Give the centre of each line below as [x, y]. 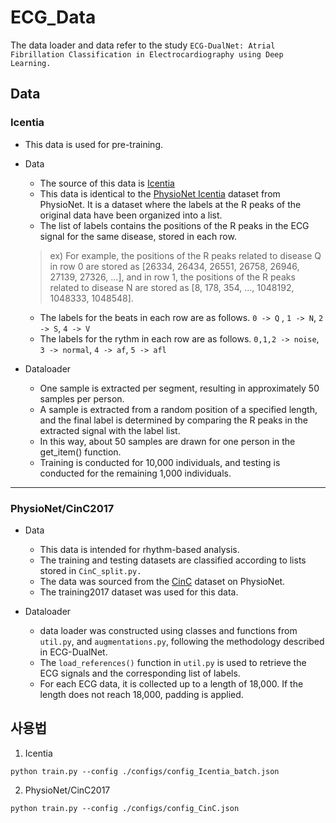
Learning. [31, 63]
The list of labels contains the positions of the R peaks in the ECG [174, 225]
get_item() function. [80, 452]
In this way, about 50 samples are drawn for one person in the [167, 441]
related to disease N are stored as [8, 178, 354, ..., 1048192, [172, 287]
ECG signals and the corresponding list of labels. [140, 673]
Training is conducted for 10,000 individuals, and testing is [160, 462]
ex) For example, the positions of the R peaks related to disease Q [185, 255]
